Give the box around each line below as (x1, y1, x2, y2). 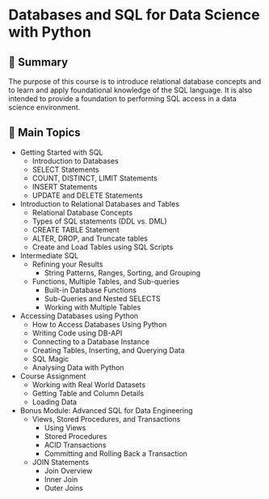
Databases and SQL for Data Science (8, 6, 260, 24)
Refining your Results (32, 259, 103, 269)
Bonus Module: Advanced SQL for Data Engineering (19, 405, 193, 415)
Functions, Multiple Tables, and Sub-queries (32, 276, 180, 286)
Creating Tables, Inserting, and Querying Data (32, 345, 185, 355)
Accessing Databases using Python (19, 310, 139, 321)
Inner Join (44, 474, 78, 484)
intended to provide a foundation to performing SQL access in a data (8, 94, 237, 103)
